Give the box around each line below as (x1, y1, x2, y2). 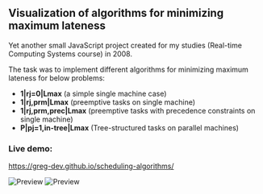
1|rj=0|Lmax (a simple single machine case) (19, 89, 167, 98)
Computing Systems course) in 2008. (8, 48, 133, 59)
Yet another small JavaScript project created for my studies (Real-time (8, 40, 242, 50)
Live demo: (8, 142, 53, 154)
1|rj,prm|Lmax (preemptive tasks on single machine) (19, 97, 196, 107)
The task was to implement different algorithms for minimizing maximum (8, 64, 248, 74)
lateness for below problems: (8, 72, 105, 83)
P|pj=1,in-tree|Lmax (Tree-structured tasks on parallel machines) (19, 122, 240, 132)
